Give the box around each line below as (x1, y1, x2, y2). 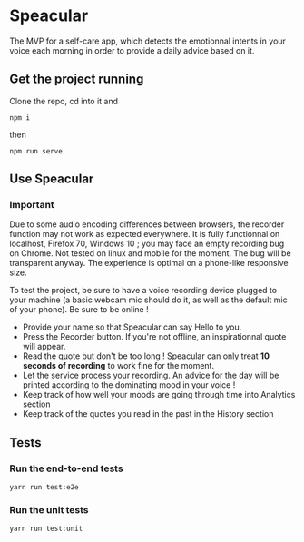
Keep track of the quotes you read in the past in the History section (22, 409, 274, 419)
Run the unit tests (9, 504, 89, 517)
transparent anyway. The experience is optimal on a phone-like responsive (9, 258, 289, 269)
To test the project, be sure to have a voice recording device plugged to (9, 285, 278, 296)
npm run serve (9, 146, 64, 155)
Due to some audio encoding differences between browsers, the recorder (9, 219, 285, 230)
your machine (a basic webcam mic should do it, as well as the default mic (9, 294, 288, 305)
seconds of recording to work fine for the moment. (22, 360, 215, 371)
